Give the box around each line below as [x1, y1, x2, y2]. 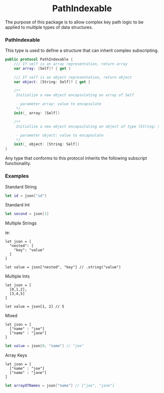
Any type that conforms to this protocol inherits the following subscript [5, 155, 147, 161]
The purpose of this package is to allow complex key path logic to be [5, 19, 144, 25]
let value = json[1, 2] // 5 [5, 304, 64, 309]
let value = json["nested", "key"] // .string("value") [5, 265, 121, 270]
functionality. [5, 161, 32, 166]
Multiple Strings [5, 220, 37, 226]
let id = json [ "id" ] [5, 193, 47, 198]
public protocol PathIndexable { [5, 57, 73, 62]
